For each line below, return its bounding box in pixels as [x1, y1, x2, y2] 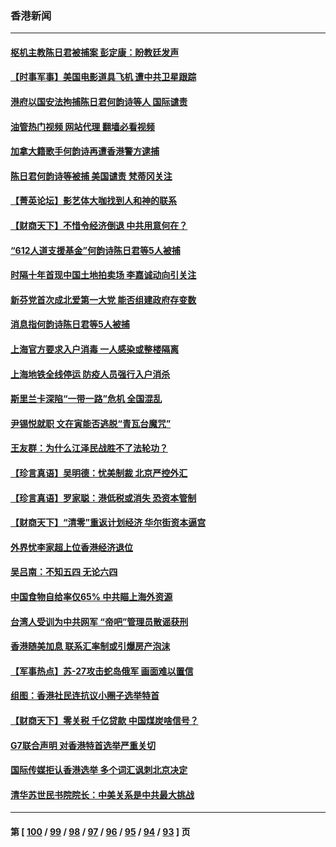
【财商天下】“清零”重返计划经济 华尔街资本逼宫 [10, 517, 207, 529]
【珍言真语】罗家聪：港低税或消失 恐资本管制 [10, 492, 197, 504]
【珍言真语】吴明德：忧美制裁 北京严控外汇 [10, 467, 188, 479]
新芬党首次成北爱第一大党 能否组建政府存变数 [10, 293, 197, 306]
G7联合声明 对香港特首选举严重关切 [10, 739, 156, 751]
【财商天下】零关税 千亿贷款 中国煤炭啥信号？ [10, 714, 199, 726]
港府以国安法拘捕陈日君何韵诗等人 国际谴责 [10, 96, 188, 108]
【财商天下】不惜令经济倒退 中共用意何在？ [10, 220, 188, 232]
